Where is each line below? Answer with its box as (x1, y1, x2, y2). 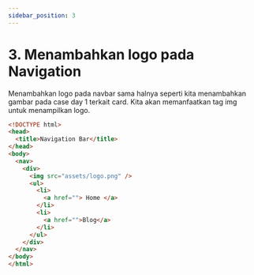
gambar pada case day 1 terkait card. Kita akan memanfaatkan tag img (8, 96, 237, 107)
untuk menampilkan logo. (8, 105, 91, 115)
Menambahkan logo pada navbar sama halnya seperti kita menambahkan (8, 89, 247, 98)
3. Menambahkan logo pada (8, 45, 195, 63)
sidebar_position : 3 (8, 11, 77, 20)
